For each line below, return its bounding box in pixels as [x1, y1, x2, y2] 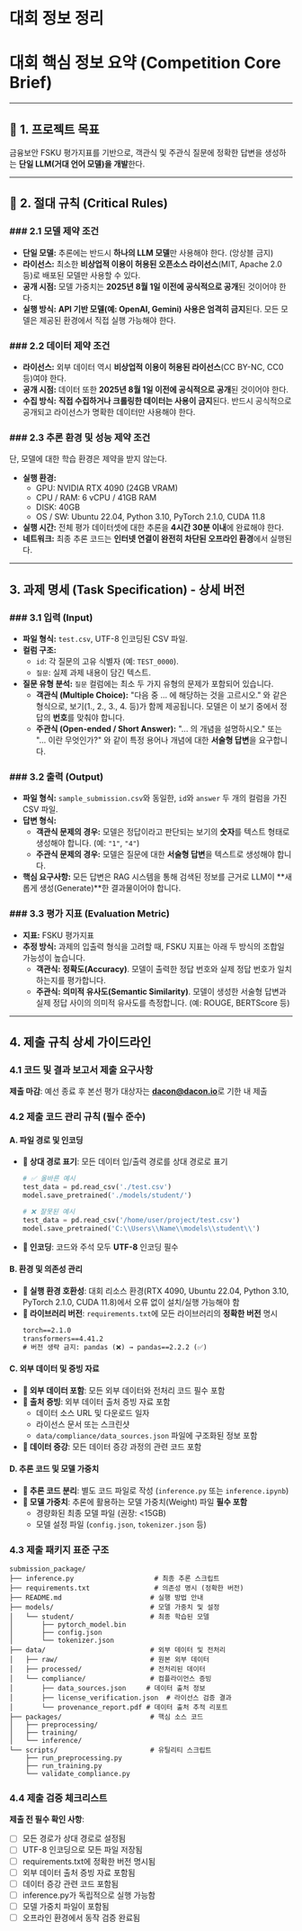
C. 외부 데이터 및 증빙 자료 [9, 1363, 100, 1374]
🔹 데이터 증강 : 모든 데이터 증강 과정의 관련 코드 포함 [22, 1441, 202, 1452]
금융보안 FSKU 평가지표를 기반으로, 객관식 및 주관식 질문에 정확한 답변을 [9, 147, 263, 158]
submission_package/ [9, 1565, 87, 1574]
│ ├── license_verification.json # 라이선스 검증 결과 [9, 1693, 232, 1702]
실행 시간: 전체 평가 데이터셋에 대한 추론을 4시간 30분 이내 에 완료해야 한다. [22, 522, 285, 533]
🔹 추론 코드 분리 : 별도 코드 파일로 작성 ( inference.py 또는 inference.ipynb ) [22, 1484, 289, 1495]
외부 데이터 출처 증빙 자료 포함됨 [22, 1867, 136, 1878]
